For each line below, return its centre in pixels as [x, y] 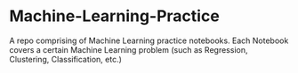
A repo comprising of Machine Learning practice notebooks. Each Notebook [149, 40]
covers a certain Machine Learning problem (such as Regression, [129, 49]
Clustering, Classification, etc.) [66, 59]
